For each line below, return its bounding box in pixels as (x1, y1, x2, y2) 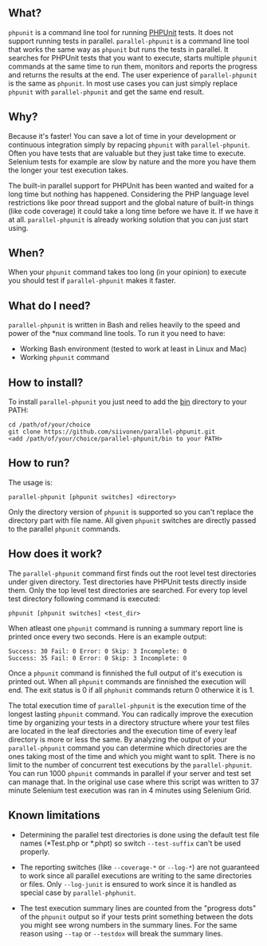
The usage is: (8, 477, 53, 487)
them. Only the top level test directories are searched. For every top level (8, 585, 248, 595)
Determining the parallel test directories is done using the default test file (19, 829, 260, 839)
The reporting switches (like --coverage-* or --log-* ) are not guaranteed (19, 862, 260, 872)
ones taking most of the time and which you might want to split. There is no (8, 751, 256, 761)
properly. (19, 846, 50, 857)
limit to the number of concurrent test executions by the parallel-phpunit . (8, 760, 253, 770)
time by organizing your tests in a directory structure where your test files (8, 718, 249, 727)
